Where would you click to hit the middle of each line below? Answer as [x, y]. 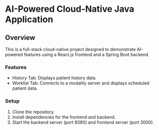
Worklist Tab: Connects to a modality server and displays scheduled [81, 83]
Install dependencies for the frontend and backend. [64, 117]
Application [29, 19]
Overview [20, 38]
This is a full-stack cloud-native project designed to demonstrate [70, 49]
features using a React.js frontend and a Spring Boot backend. [87, 54]
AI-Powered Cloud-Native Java [70, 9]
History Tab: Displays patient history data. [54, 78]
